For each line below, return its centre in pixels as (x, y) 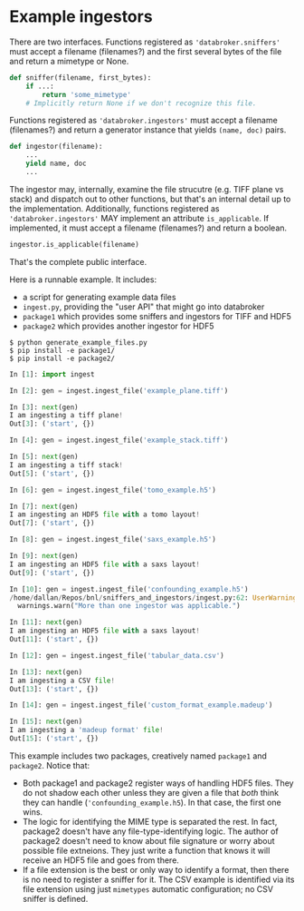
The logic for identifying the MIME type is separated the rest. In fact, (150, 821)
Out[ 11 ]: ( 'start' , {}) (54, 640)
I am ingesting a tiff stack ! (66, 465)
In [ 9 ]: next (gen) (44, 556)
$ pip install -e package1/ (62, 350)
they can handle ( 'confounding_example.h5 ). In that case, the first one (152, 802)
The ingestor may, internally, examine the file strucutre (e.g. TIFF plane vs (147, 189)
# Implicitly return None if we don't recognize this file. (141, 103)
